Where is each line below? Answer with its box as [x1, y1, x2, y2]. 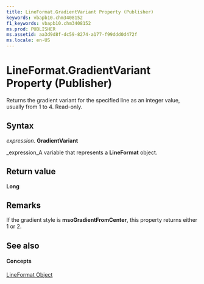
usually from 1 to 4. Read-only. [6, 103, 83, 110]
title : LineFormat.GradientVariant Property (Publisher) [6, 9, 154, 15]
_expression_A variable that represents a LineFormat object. [6, 149, 158, 156]
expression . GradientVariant [6, 137, 79, 144]
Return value [6, 166, 56, 177]
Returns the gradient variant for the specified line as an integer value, [6, 96, 180, 104]
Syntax [6, 121, 34, 131]
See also [6, 240, 40, 250]
